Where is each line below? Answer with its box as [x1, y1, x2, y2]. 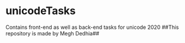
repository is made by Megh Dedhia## [5, 29, 100, 37]
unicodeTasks [5, 4, 76, 18]
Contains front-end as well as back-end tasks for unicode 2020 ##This [5, 24, 179, 31]
